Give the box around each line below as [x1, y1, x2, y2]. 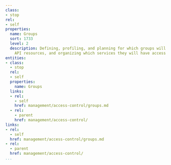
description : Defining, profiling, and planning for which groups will [10, 46, 166, 51]
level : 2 [10, 41, 29, 46]
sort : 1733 [10, 36, 33, 42]
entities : [5, 55, 27, 61]
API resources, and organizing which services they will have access [14, 50, 166, 56]
